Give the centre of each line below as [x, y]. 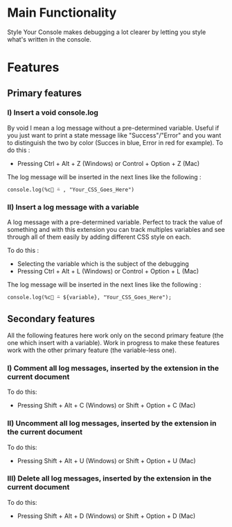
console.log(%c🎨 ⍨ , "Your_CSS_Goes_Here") [71, 190]
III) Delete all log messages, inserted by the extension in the [109, 478]
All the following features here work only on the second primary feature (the [115, 335]
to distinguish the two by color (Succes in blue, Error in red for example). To [115, 142]
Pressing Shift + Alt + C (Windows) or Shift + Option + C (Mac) [106, 405]
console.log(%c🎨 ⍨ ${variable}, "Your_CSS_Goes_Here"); [89, 298]
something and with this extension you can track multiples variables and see [116, 230]
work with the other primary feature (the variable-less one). [92, 350]
